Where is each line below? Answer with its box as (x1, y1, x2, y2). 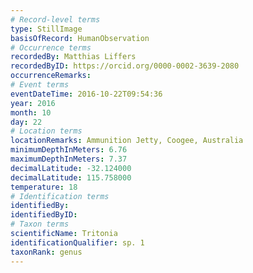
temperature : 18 (10, 182, 78, 192)
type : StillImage (10, 24, 83, 34)
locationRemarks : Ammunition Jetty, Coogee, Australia (10, 136, 244, 146)
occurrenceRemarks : (10, 71, 92, 81)
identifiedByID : (10, 210, 78, 220)
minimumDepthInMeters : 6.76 (10, 145, 128, 155)
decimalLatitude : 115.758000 (10, 172, 132, 183)
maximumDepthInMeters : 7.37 (10, 154, 128, 164)
